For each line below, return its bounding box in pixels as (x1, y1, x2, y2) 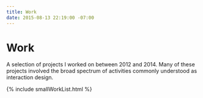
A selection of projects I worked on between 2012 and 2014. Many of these (6, 61, 196, 68)
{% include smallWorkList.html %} (6, 86, 93, 93)
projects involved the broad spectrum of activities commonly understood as (6, 68, 197, 75)
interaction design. (6, 74, 54, 81)
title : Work (6, 9, 37, 15)
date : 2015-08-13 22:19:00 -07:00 (6, 15, 95, 21)
